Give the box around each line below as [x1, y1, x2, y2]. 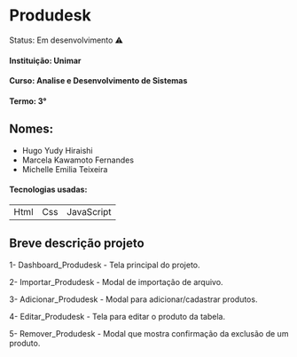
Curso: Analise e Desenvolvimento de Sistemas [9, 75, 188, 86]
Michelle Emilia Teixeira [21, 163, 108, 174]
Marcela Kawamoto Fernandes [21, 155, 135, 165]
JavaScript [66, 205, 113, 218]
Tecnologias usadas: [9, 184, 88, 195]
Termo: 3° [9, 95, 47, 107]
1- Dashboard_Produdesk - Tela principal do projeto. [9, 259, 201, 270]
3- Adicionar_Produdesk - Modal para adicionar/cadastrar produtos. [9, 294, 258, 305]
